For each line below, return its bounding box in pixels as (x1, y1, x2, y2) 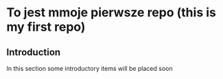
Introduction (6, 46, 61, 58)
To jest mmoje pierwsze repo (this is (6, 5, 217, 20)
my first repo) (6, 19, 86, 35)
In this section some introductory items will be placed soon (6, 65, 173, 72)
